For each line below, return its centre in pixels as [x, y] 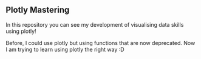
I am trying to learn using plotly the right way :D [65, 49]
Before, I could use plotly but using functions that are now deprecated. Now [101, 43]
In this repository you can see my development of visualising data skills [95, 24]
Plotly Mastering [38, 10]
